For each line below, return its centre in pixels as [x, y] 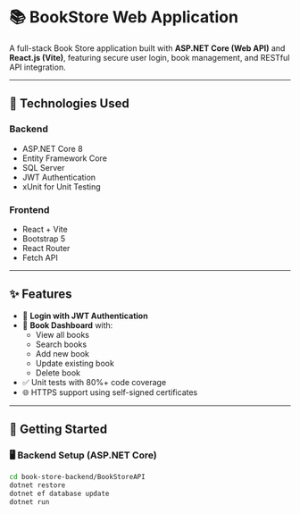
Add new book [62, 353]
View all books [62, 334]
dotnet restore [37, 485]
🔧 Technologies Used [69, 104]
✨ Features [41, 295]
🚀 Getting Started [58, 430]
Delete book [58, 373]
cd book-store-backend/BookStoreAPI [77, 477]
